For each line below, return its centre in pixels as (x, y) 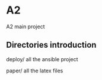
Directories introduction (51, 45)
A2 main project (26, 26)
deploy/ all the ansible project (42, 59)
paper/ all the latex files (35, 71)
